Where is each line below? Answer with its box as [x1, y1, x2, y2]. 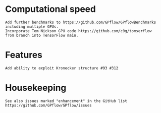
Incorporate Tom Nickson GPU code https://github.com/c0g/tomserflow [5, 28, 152, 33]
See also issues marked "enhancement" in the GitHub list [5, 98, 127, 104]
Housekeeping [5, 82, 67, 94]
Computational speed [5, 3, 96, 15]
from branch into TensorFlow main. [5, 33, 79, 38]
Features [5, 50, 43, 60]
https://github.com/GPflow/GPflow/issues [5, 103, 92, 108]
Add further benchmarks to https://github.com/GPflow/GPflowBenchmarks [5, 20, 156, 25]
